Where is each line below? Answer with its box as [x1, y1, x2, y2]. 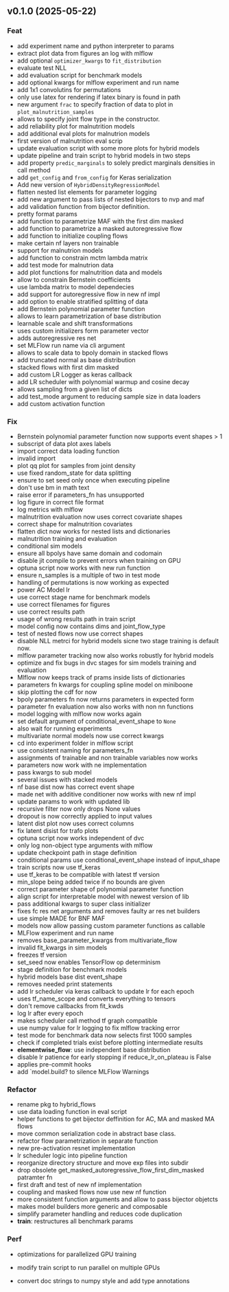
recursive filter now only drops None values [16, 804, 141, 813]
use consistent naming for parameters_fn [16, 746, 134, 755]
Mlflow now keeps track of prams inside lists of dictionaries [16, 673, 185, 681]
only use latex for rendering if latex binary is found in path [16, 93, 180, 101]
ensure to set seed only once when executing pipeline [16, 476, 170, 484]
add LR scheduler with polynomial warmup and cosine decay [16, 377, 190, 386]
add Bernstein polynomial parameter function [16, 304, 145, 313]
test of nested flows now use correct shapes [16, 629, 144, 638]
